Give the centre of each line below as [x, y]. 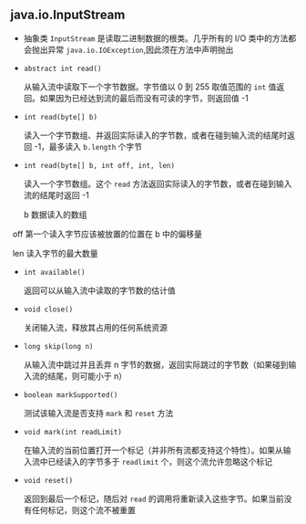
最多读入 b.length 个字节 [96, 146]
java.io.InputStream [68, 15]
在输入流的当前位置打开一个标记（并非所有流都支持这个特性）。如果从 [153, 450]
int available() [54, 272]
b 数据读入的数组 [55, 215]
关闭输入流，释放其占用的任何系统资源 [95, 327]
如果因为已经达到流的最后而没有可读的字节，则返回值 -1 [144, 98]
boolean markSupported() [71, 395]
